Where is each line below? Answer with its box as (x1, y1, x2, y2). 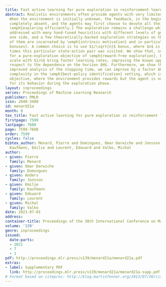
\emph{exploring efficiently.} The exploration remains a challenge (9, 26, 154, 31)
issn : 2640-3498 (5, 99, 39, 104)
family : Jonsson (9, 178, 43, 183)
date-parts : (9, 237, 35, 242)
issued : (5, 233, 21, 238)
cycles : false (5, 136, 35, 141)
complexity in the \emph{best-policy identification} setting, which (9, 72, 156, 77)
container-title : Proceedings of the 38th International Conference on (5, 219, 156, 224)
